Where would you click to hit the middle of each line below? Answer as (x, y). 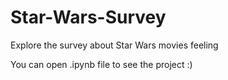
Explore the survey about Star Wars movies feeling (114, 45)
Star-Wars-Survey (88, 17)
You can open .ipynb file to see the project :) (101, 64)
